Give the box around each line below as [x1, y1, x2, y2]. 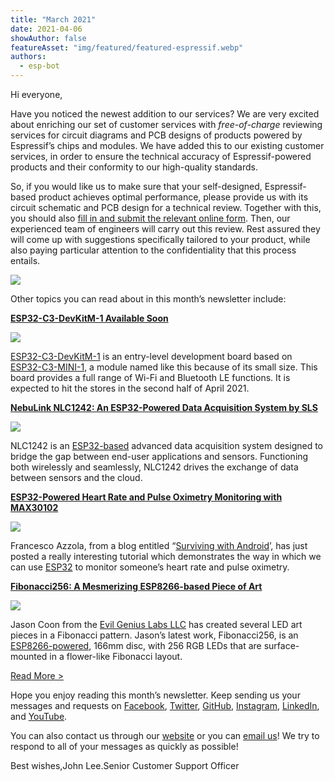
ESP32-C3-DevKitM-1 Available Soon [10, 312, 169, 324]
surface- [263, 640, 300, 651]
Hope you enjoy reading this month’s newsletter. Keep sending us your [10, 689, 301, 701]
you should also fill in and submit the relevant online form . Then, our [10, 212, 291, 224]
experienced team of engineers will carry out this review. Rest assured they [10, 223, 321, 235]
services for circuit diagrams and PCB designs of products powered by [10, 129, 303, 141]
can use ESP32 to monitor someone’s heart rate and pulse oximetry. [10, 561, 290, 573]
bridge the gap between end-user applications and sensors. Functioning [10, 451, 309, 462]
